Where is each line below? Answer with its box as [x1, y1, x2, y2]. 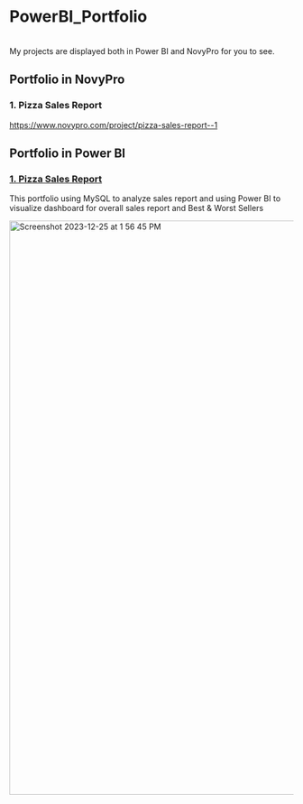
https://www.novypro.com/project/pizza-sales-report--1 [9, 119, 218, 130]
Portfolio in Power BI [9, 146, 126, 162]
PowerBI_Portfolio [9, 6, 148, 27]
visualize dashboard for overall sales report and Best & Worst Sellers [9, 203, 264, 214]
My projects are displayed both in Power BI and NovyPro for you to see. [9, 45, 275, 56]
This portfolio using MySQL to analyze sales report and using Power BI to [9, 193, 281, 204]
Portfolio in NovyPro [9, 72, 125, 88]
